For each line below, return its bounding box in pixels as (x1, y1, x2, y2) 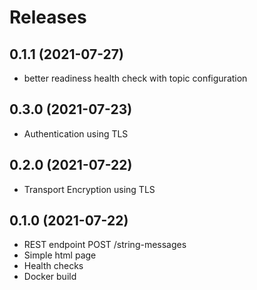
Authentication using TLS (23, 127, 129, 140)
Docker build (23, 271, 77, 283)
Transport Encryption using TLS (23, 183, 156, 195)
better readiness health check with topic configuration (23, 72, 248, 84)
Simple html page (23, 249, 97, 261)
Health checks (23, 260, 84, 272)
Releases (9, 6, 87, 29)
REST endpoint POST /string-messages (23, 239, 187, 251)
